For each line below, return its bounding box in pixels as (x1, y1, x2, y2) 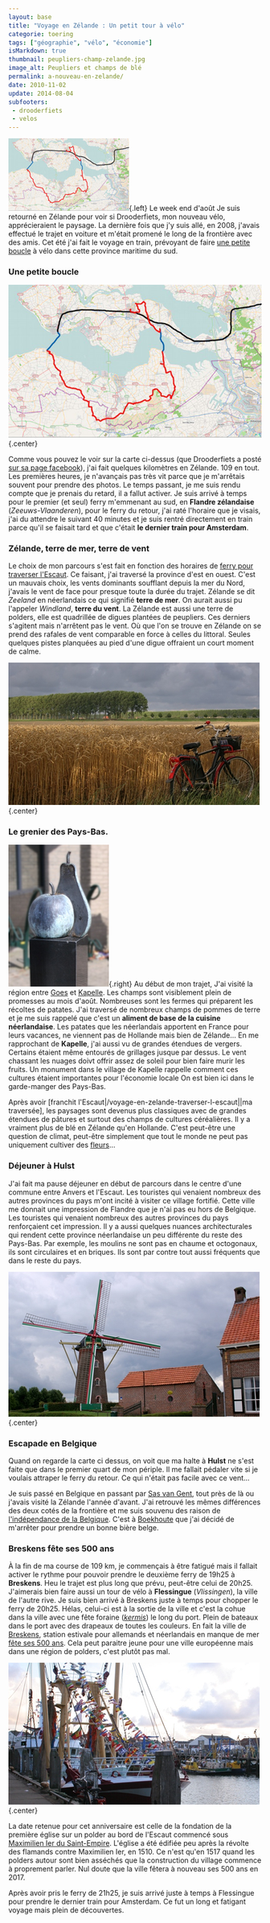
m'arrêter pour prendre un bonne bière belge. (8, 1523, 159, 1533)
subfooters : (8, 97, 48, 106)
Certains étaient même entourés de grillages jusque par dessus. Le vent (8, 1047, 247, 1058)
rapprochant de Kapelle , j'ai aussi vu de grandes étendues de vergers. (8, 1039, 243, 1049)
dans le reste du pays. (8, 1256, 82, 1265)
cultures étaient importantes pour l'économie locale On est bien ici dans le (8, 1073, 255, 1083)
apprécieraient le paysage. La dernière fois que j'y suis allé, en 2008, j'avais (8, 221, 260, 230)
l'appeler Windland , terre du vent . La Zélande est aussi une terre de (8, 604, 234, 613)
